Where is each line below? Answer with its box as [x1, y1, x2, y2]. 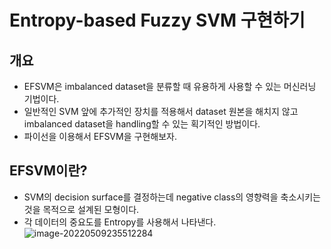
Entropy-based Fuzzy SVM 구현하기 [9, 9, 306, 32]
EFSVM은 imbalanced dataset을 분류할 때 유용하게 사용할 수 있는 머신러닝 [23, 81, 317, 92]
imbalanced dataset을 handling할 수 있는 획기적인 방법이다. [23, 118, 261, 130]
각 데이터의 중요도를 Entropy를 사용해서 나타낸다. [23, 216, 217, 228]
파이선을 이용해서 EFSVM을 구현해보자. [23, 131, 177, 142]
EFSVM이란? [9, 162, 88, 180]
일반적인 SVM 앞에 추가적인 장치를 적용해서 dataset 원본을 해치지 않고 [23, 106, 299, 117]
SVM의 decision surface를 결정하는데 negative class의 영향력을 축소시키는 [23, 191, 321, 203]
